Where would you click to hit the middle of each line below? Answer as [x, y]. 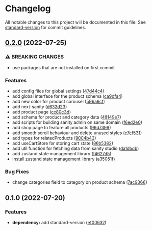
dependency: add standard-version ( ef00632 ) [59, 222]
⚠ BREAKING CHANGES [35, 57]
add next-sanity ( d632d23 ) [39, 107]
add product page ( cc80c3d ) [41, 112]
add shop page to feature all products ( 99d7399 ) [62, 127]
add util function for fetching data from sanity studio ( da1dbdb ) [76, 148]
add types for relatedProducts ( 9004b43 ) [54, 138]
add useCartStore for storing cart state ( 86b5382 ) [63, 143]
